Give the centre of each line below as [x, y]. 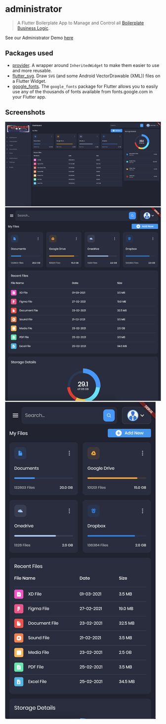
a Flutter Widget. [29, 81]
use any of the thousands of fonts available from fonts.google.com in [83, 91]
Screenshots [25, 112]
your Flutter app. [29, 97]
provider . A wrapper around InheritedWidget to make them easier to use [86, 65]
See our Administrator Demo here [39, 38]
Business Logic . [33, 28]
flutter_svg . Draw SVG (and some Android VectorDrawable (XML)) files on [86, 76]
